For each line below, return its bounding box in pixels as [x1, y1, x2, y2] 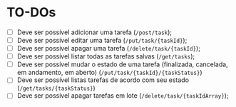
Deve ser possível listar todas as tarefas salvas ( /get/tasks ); [16, 52, 195, 61]
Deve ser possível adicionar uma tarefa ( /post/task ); [16, 28, 173, 36]
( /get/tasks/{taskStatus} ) [16, 83, 96, 93]
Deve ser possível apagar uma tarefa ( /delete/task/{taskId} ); [16, 44, 201, 53]
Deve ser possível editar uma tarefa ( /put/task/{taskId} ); [16, 36, 188, 44]
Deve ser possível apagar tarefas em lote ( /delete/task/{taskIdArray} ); [16, 91, 229, 100]
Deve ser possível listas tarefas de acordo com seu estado [16, 76, 190, 84]
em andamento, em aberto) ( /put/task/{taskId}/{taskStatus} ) [16, 68, 202, 77]
